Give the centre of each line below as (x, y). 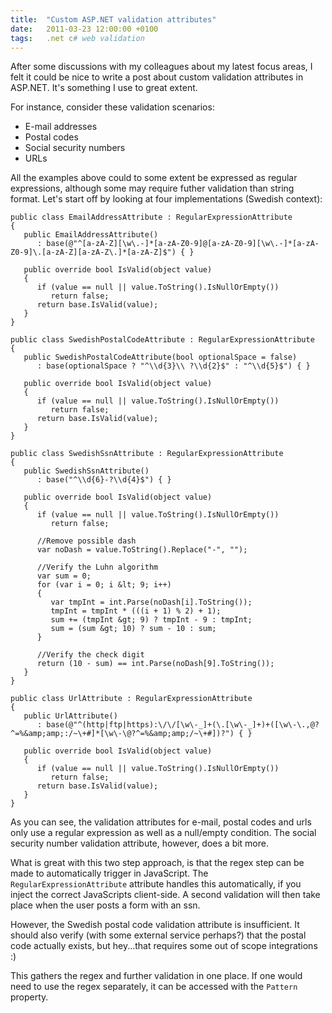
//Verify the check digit (90, 655)
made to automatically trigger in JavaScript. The (109, 873)
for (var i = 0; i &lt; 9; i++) (104, 585)
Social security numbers (75, 148)
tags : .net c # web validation (77, 38)
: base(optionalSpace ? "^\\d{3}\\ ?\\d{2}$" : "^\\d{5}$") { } (173, 366)
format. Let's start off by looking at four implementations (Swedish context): (166, 199)
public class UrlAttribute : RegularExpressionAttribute (131, 699)
